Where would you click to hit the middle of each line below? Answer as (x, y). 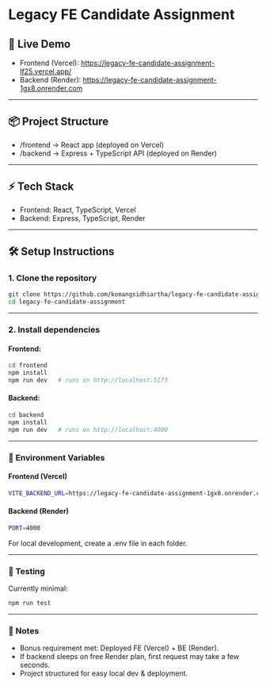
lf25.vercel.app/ (46, 71)
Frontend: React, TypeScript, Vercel (78, 210)
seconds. (35, 665)
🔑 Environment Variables (57, 457)
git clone (25, 295)
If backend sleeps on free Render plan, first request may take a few (129, 657)
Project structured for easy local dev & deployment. (104, 673)
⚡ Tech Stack (41, 187)
